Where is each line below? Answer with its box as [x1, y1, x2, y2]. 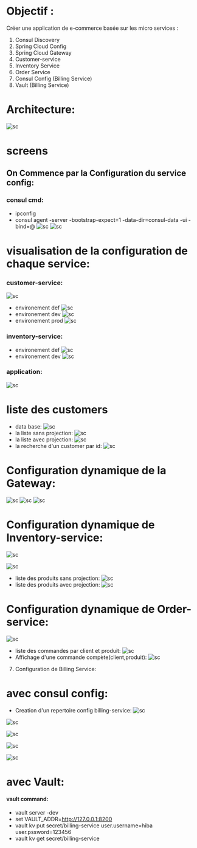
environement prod [15, 317, 63, 325]
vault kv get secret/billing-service [15, 835, 100, 842]
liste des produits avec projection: [15, 581, 100, 588]
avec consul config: [6, 686, 108, 700]
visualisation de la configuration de [6, 244, 188, 258]
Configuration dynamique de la [6, 463, 167, 477]
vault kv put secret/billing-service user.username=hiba [15, 822, 153, 829]
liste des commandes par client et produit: [15, 647, 121, 654]
